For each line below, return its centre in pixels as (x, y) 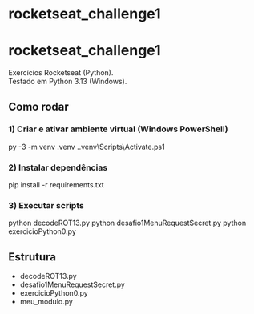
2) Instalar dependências (58, 167)
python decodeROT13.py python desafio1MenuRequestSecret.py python (127, 223)
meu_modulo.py (46, 302)
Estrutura (32, 257)
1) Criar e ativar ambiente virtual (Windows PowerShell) (118, 129)
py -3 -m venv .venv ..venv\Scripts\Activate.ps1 (87, 147)
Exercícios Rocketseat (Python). (61, 73)
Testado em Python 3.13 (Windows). (68, 82)
